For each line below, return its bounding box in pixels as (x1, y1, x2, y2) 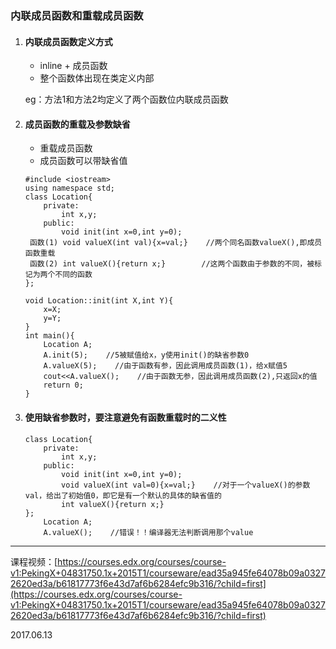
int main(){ (24, 331, 75, 341)
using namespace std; (24, 183, 115, 194)
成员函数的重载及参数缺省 (24, 118, 131, 130)
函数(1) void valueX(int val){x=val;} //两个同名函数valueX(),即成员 (29, 238, 323, 248)
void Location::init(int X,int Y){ (24, 296, 174, 306)
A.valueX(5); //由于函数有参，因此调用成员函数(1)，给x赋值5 (43, 361, 288, 371)
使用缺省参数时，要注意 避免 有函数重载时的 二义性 (24, 411, 227, 423)
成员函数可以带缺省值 (39, 155, 128, 167)
